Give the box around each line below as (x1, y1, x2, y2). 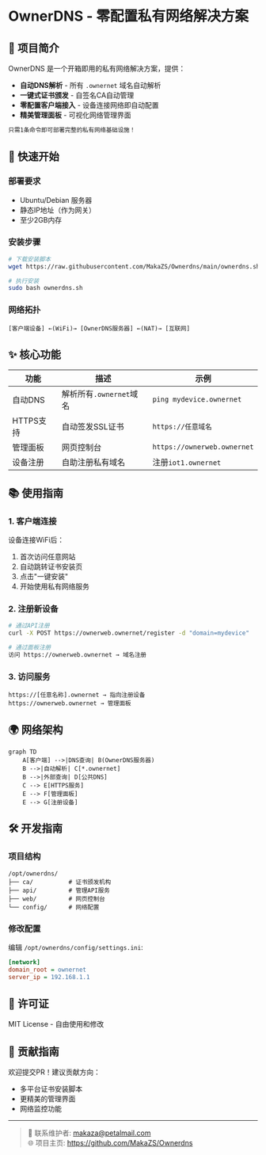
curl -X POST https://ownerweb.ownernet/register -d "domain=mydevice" (8, 629, 249, 638)
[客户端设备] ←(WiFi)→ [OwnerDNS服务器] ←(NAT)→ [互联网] (8, 324, 191, 333)
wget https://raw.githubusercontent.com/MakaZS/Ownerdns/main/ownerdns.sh (8, 262, 260, 270)
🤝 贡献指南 (8, 1045, 59, 1058)
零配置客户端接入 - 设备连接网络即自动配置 (19, 101, 160, 109)
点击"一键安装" (19, 572, 69, 581)
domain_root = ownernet (8, 966, 87, 974)
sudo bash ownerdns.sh (8, 284, 83, 292)
